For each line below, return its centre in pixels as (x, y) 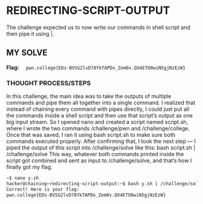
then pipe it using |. (30, 33)
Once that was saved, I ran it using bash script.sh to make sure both (91, 135)
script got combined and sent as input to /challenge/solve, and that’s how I (99, 160)
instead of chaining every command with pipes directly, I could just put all (98, 109)
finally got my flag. (29, 167)
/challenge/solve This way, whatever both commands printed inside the (95, 154)
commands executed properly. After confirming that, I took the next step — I (101, 141)
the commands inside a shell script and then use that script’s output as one (100, 116)
